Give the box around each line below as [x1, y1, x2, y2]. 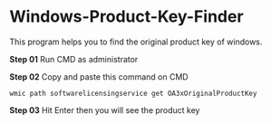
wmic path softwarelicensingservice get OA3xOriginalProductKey [9, 89, 257, 98]
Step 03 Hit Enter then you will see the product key [9, 104, 200, 115]
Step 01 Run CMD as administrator [9, 53, 139, 64]
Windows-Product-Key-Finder [9, 6, 244, 27]
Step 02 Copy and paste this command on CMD [9, 71, 189, 82]
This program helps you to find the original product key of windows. [9, 36, 263, 47]
